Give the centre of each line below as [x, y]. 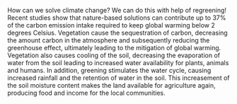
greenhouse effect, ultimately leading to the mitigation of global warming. [114, 48]
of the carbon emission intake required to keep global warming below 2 [111, 25]
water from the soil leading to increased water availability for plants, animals [118, 63]
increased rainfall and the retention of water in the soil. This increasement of [118, 78]
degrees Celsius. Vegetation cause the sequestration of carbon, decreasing [117, 33]
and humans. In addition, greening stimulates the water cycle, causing [109, 70]
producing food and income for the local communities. [87, 93]
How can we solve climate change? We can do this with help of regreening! [117, 10]
